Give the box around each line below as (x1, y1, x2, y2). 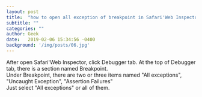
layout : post (6, 8, 39, 15)
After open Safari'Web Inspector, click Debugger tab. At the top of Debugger (6, 58, 196, 66)
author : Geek (6, 31, 39, 37)
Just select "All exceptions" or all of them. (6, 84, 110, 91)
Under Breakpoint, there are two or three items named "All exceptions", (6, 71, 182, 78)
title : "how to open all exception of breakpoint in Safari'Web (6, 14, 173, 20)
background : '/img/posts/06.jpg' (6, 43, 90, 48)
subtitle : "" (6, 20, 39, 26)
